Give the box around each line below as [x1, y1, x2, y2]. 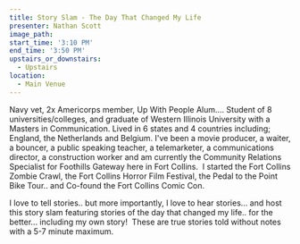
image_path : [9, 29, 54, 38]
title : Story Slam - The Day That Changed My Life [9, 13, 202, 22]
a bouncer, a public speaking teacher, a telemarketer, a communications [9, 142, 274, 153]
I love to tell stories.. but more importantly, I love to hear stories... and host [9, 198, 283, 208]
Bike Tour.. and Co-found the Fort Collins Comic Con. [9, 180, 205, 190]
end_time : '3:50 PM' [9, 46, 87, 55]
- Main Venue [17, 80, 66, 88]
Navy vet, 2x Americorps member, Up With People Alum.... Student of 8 [9, 104, 272, 114]
